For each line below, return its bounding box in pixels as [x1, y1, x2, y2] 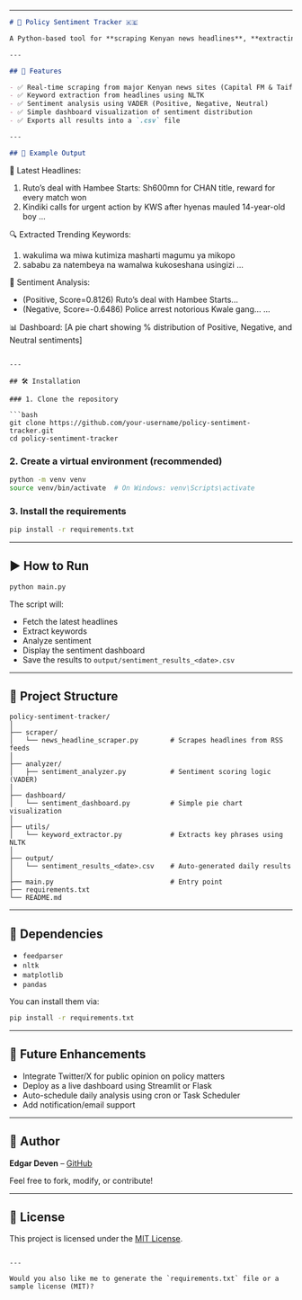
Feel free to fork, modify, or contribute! [9, 1175, 154, 1186]
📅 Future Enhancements [9, 1046, 147, 1062]
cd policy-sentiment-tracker [9, 433, 119, 443]
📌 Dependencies [9, 926, 103, 941]
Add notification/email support [22, 1099, 136, 1110]
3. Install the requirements [9, 504, 127, 517]
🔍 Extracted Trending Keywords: [9, 228, 132, 239]
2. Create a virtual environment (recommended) [9, 455, 223, 467]
